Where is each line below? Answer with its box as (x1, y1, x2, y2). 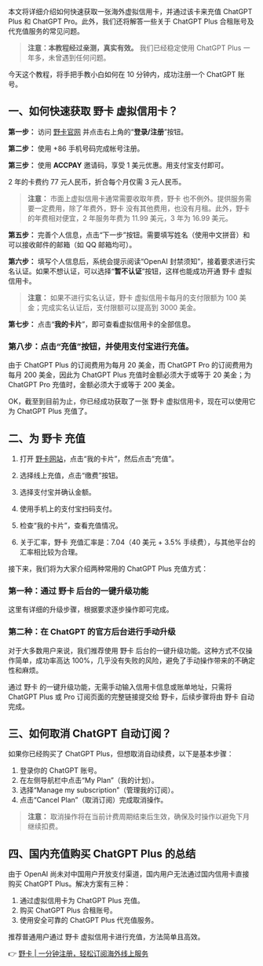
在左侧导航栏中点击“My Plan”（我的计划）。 (19, 776, 159, 785)
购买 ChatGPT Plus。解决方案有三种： (8, 879, 131, 889)
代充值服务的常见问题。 (8, 27, 84, 35)
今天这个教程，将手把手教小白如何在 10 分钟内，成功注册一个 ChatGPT (8, 70, 236, 79)
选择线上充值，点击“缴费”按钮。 (19, 470, 123, 480)
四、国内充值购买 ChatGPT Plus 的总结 (8, 847, 196, 860)
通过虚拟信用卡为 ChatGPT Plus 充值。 (19, 896, 144, 906)
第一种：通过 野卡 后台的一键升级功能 (8, 585, 149, 596)
